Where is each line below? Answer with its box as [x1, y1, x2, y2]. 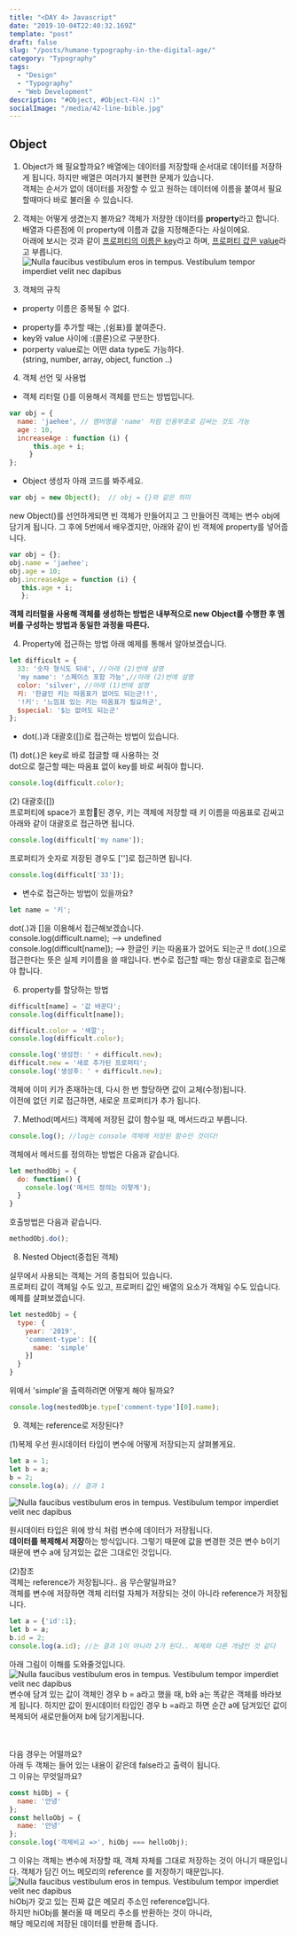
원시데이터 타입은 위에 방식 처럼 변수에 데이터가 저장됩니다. [9, 1525, 213, 1535]
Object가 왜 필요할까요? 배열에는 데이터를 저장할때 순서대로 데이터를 [21, 161, 259, 172]
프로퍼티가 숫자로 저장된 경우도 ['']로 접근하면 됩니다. [9, 853, 192, 864]
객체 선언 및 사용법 [21, 372, 87, 383]
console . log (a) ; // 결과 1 [9, 1481, 106, 1490]
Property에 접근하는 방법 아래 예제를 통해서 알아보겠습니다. [21, 639, 228, 649]
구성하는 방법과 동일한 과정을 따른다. [25, 620, 151, 631]
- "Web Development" [17, 87, 93, 96]
